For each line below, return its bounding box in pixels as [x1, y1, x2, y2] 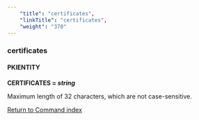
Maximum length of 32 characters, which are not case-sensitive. [7, 92, 193, 101]
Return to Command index [7, 105, 82, 114]
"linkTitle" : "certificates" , [19, 17, 108, 24]
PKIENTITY [7, 63, 40, 71]
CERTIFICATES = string [7, 78, 75, 87]
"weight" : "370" [19, 23, 67, 30]
